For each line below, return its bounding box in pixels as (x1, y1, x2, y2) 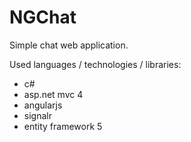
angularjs (23, 99, 63, 111)
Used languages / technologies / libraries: (9, 58, 182, 70)
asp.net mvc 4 (23, 88, 84, 100)
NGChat (9, 6, 77, 29)
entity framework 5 (23, 120, 103, 132)
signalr (23, 109, 52, 121)
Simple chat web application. (9, 39, 129, 51)
